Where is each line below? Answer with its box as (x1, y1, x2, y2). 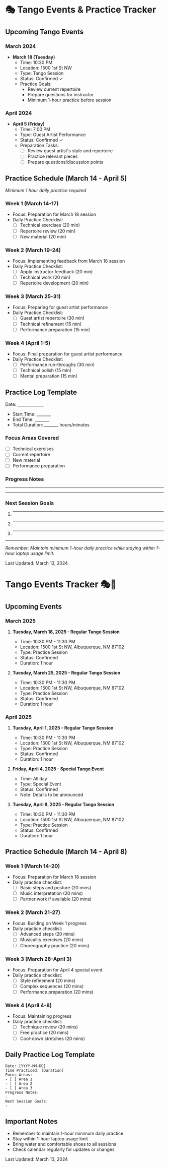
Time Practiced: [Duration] (5, 1068, 64, 1073)
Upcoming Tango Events (5, 27, 84, 36)
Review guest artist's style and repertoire (27, 148, 113, 154)
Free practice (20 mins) (20, 1029, 69, 1036)
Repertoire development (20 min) (20, 280, 89, 286)
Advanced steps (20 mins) (20, 931, 75, 937)
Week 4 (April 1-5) (5, 339, 51, 346)
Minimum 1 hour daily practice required (5, 188, 87, 194)
